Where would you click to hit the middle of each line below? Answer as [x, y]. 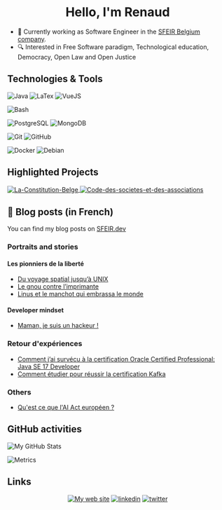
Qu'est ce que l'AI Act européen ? [66, 407]
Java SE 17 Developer [49, 366]
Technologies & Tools [55, 79]
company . [32, 39]
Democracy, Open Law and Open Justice [77, 57]
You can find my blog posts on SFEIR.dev [67, 229]
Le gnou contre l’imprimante [58, 287]
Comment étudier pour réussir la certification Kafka [91, 374]
